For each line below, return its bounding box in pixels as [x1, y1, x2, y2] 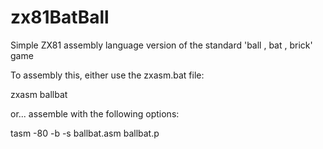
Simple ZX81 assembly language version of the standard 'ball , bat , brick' [10, 39, 313, 51]
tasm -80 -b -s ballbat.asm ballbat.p [10, 127, 160, 139]
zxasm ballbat [10, 88, 68, 100]
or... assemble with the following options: [10, 107, 180, 120]
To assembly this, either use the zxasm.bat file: [10, 69, 205, 81]
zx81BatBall [10, 6, 110, 29]
